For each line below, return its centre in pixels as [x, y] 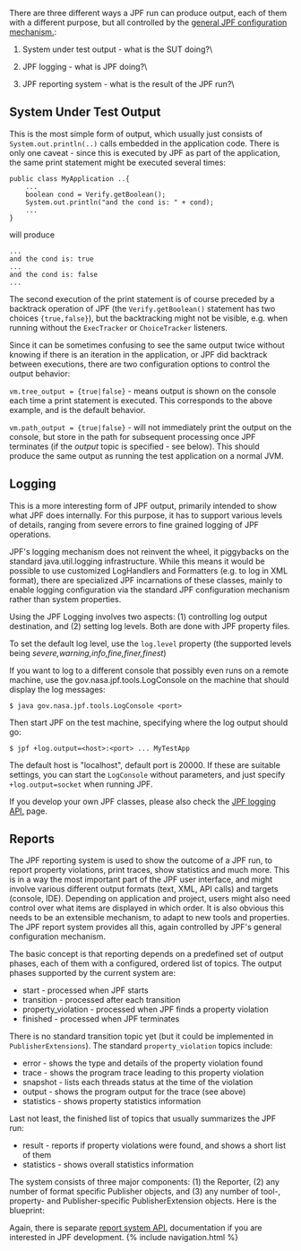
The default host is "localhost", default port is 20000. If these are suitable [145, 764]
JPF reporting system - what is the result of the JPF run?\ [128, 84]
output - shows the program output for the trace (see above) [134, 1091]
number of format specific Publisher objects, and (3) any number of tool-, [145, 1192]
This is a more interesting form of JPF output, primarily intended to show [143, 505]
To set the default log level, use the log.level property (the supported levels [150, 643]
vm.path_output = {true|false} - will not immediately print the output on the [150, 427]
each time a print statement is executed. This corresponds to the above [141, 400]
